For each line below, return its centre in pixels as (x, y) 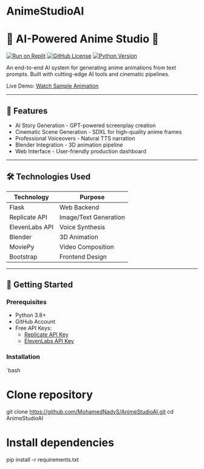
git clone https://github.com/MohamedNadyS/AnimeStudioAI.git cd (90, 411)
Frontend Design (83, 257)
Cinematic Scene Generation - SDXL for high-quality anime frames (98, 131)
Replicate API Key (46, 335)
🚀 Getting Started (40, 285)
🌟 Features (27, 111)
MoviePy (22, 246)
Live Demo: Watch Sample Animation (53, 86)
